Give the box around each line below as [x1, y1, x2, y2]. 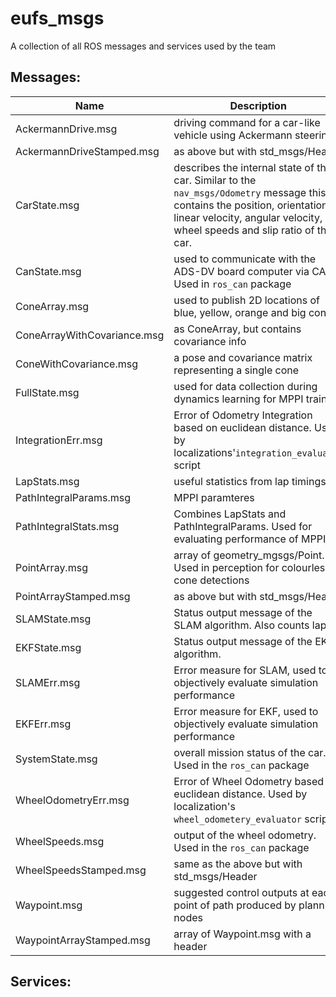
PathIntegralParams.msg [15, 490, 131, 504]
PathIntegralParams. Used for [173, 519, 313, 533]
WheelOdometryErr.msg [15, 793, 130, 807]
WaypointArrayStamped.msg [15, 933, 151, 947]
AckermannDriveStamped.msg [15, 144, 160, 158]
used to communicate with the [173, 252, 317, 266]
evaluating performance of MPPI [173, 532, 327, 546]
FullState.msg [15, 385, 80, 399]
